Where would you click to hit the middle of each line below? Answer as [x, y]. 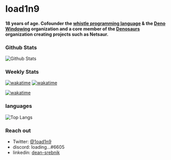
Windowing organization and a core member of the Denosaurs [73, 29]
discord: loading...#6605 [39, 147]
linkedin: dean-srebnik [36, 152]
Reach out [18, 130]
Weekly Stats [22, 72]
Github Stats [21, 48]
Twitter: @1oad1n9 [32, 142]
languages [19, 106]
